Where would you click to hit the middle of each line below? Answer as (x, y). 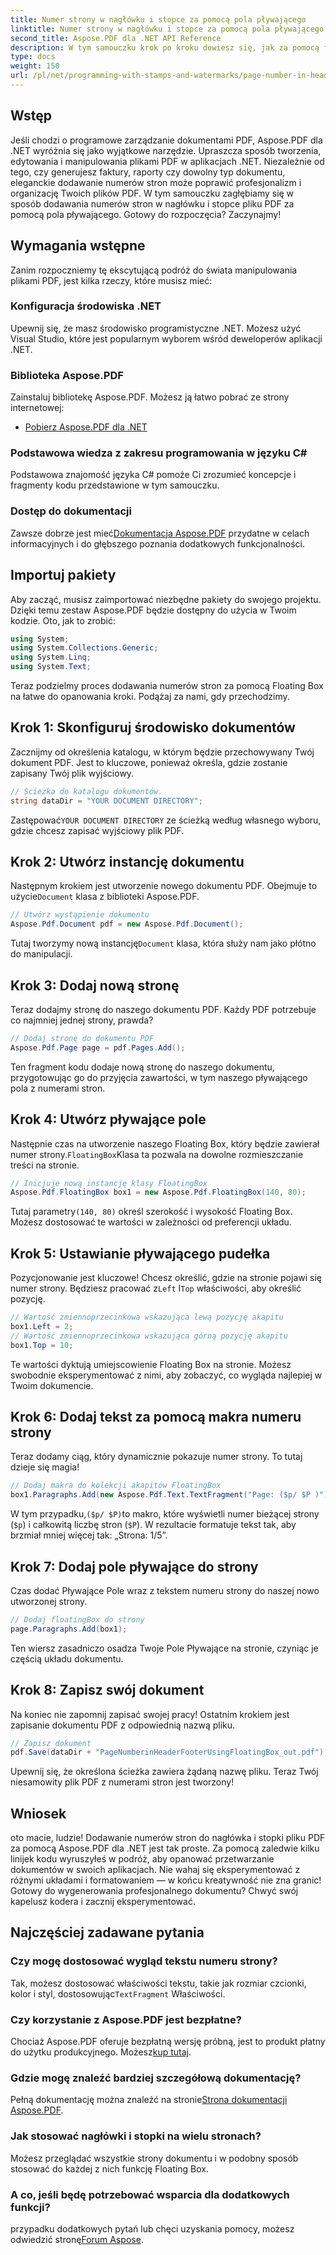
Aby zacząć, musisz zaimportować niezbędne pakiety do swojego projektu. (166, 599)
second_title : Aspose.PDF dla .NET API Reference (116, 38)
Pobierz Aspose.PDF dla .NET (86, 427)
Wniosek (38, 1813)
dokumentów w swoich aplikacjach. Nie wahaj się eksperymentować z (155, 1870)
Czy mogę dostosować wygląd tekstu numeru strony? (144, 1961)
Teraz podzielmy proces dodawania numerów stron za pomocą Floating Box (167, 685)
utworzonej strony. (49, 1601)
